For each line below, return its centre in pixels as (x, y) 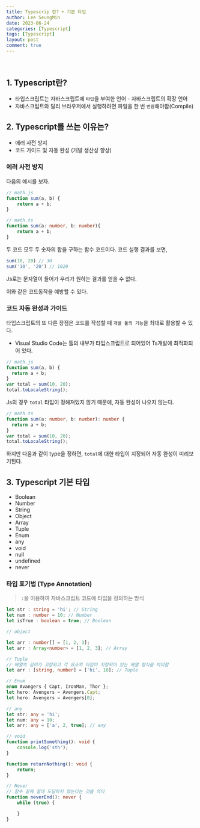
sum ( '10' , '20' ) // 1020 (37, 266)
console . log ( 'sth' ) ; (43, 748)
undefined (28, 561)
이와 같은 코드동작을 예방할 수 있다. (47, 291)
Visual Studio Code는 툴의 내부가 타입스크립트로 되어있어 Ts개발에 (93, 343)
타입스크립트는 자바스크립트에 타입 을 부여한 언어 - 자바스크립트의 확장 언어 (101, 98)
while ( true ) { (36, 803)
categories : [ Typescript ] (38, 29)
